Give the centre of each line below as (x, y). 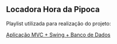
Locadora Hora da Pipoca (53, 10)
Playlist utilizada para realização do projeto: (58, 23)
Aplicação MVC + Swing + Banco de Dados (58, 35)
